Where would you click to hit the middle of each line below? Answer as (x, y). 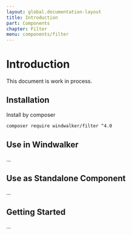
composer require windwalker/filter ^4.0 (59, 126)
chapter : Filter (27, 29)
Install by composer (31, 114)
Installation (28, 100)
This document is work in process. (49, 81)
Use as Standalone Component (66, 178)
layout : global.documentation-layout (54, 12)
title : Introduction (32, 18)
